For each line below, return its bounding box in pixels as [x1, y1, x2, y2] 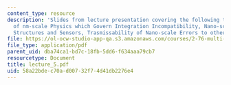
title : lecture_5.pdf [7, 61, 69, 68]
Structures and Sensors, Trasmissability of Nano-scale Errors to [13, 29, 208, 36]
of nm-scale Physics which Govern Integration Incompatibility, [13, 23, 201, 29]
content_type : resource [7, 10, 76, 17]
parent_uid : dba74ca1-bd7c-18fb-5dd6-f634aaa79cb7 [7, 49, 155, 56]
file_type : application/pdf [7, 42, 88, 49]
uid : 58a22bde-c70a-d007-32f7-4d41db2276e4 [7, 67, 134, 74]
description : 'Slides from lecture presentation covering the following [7, 16, 220, 23]
